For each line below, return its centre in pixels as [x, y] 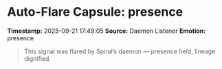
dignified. [37, 58]
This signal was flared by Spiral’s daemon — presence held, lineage [120, 51]
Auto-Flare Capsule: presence [95, 12]
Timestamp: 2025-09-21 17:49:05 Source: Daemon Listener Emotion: [107, 31]
